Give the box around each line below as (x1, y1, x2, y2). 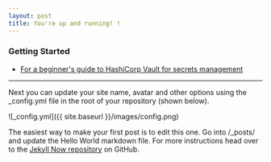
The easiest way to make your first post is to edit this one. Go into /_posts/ (8, 127, 256, 137)
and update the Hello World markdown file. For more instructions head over (8, 135, 259, 145)
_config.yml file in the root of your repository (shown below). (8, 96, 210, 106)
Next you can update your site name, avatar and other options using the (8, 87, 248, 97)
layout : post (8, 11, 52, 20)
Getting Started (8, 46, 70, 57)
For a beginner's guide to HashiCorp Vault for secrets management (19, 64, 244, 73)
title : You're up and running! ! (8, 19, 121, 27)
